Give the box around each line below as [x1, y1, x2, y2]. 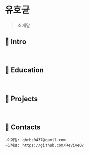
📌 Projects [5, 94, 38, 103]
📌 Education [5, 66, 44, 74]
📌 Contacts [5, 123, 41, 131]
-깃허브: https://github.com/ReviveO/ [5, 143, 84, 148]
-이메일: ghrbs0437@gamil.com [5, 138, 66, 143]
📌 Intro [5, 37, 27, 46]
